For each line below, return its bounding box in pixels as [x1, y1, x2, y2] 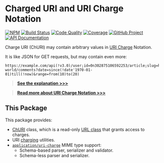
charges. [12, 132, 30, 138]
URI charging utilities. [12, 137, 55, 142]
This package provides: [5, 117, 52, 123]
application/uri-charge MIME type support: [12, 142, 102, 148]
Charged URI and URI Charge [5, 3, 123, 14]
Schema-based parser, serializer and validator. [19, 147, 114, 153]
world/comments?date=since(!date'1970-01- [5, 67, 93, 72]
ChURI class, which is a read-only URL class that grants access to [12, 126, 145, 132]
